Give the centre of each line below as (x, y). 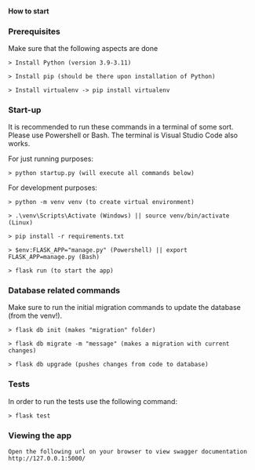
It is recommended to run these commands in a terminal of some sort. (121, 127)
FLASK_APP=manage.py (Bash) (54, 257)
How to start (29, 11)
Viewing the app (40, 435)
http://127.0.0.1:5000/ (47, 459)
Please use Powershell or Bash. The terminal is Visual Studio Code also (123, 135)
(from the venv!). (35, 316)
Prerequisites (34, 31)
